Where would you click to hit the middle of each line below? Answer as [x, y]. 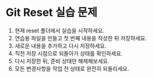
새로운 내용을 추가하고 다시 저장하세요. [60, 46]
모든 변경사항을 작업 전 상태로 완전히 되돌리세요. [72, 68]
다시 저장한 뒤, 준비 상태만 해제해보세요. [62, 61]
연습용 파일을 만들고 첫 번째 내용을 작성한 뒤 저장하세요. [81, 38]
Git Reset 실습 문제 [52, 12]
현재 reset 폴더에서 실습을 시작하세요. [59, 30]
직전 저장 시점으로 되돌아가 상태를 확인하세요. [69, 53]
